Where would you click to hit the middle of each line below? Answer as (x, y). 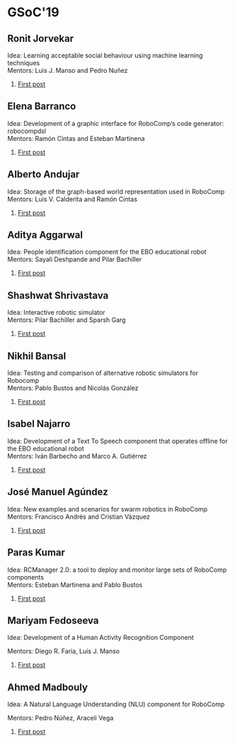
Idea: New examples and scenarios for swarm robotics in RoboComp (107, 509)
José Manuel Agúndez (58, 492)
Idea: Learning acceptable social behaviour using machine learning (105, 55)
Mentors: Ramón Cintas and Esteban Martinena (76, 138)
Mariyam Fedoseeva (53, 620)
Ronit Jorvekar (41, 39)
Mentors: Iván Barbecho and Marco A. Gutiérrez (77, 456)
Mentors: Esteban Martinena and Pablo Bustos (75, 584)
